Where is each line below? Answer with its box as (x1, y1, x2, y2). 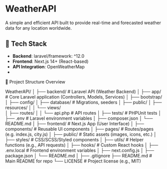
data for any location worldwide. (5, 25, 72, 31)
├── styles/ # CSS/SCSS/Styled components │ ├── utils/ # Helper (5, 136, 144, 142)
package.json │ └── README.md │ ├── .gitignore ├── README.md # (5, 152, 152, 158)
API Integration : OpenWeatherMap (12, 63, 85, 69)
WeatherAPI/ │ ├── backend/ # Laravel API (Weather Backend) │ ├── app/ (5, 89, 161, 95)
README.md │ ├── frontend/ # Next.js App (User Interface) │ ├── (5, 120, 144, 126)
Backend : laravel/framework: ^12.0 (12, 53, 85, 59)
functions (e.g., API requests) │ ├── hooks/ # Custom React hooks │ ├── (5, 142, 158, 148)
